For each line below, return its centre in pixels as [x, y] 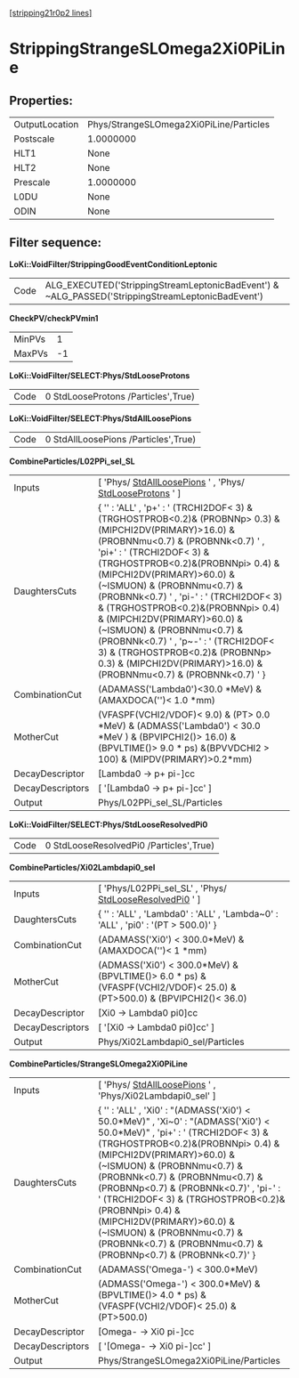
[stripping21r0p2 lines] [51, 13]
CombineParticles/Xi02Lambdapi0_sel [82, 867]
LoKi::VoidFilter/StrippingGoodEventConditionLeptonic [113, 264]
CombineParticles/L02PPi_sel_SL [72, 461]
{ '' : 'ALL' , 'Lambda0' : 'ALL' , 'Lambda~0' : [188, 913]
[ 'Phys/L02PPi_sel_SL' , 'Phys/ [162, 888]
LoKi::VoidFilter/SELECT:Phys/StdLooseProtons [100, 375]
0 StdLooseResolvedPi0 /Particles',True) [130, 845]
